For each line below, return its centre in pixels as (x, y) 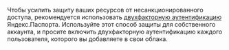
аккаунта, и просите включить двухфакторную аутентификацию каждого (115, 32)
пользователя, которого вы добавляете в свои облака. (88, 39)
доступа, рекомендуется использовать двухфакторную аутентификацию (115, 17)
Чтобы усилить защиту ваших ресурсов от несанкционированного (106, 10)
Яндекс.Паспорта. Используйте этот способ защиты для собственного (111, 24)
